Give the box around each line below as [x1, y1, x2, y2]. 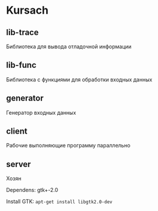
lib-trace [6, 27, 39, 37]
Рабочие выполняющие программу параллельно [6, 142, 131, 149]
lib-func [6, 60, 37, 70]
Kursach [6, 4, 49, 17]
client [6, 126, 28, 137]
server [6, 159, 31, 169]
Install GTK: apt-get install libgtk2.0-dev [6, 198, 112, 205]
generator [6, 93, 44, 103]
